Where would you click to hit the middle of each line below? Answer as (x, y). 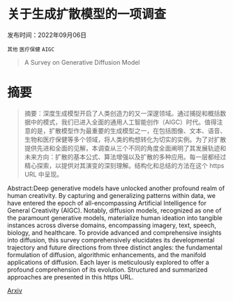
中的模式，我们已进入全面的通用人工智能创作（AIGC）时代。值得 (123, 122)
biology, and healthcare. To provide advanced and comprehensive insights (114, 232)
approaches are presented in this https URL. (70, 277)
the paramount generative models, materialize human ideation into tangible (115, 217)
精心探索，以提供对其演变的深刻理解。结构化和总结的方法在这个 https (124, 165)
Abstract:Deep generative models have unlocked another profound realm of (116, 188)
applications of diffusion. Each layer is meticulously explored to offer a (108, 262)
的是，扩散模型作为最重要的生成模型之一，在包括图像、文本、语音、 (128, 130)
